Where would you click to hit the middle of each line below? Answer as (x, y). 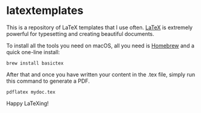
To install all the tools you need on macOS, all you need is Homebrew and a (101, 46)
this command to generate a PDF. (48, 81)
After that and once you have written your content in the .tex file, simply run (101, 74)
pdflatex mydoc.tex (31, 92)
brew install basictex (35, 63)
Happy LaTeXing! (28, 103)
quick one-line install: (33, 52)
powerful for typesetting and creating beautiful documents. (80, 33)
